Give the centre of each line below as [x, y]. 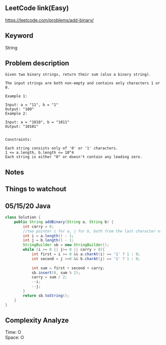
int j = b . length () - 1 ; [48, 240]
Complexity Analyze [37, 320]
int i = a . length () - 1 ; [48, 236]
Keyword [19, 36]
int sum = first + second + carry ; [68, 268]
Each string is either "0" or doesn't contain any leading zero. [74, 157]
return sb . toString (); [46, 295]
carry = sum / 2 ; [49, 277]
